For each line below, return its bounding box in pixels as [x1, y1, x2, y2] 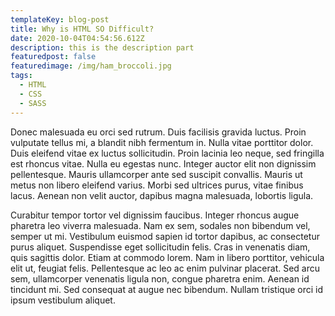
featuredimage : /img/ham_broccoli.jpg [10, 61, 172, 71]
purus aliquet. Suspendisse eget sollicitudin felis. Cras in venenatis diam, [10, 241, 311, 253]
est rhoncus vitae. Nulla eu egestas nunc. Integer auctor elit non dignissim [10, 157, 317, 170]
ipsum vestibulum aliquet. [10, 294, 116, 306]
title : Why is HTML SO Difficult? [10, 24, 155, 34]
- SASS [19, 98, 47, 108]
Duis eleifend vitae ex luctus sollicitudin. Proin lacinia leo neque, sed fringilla [10, 147, 325, 159]
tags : [10, 71, 33, 81]
